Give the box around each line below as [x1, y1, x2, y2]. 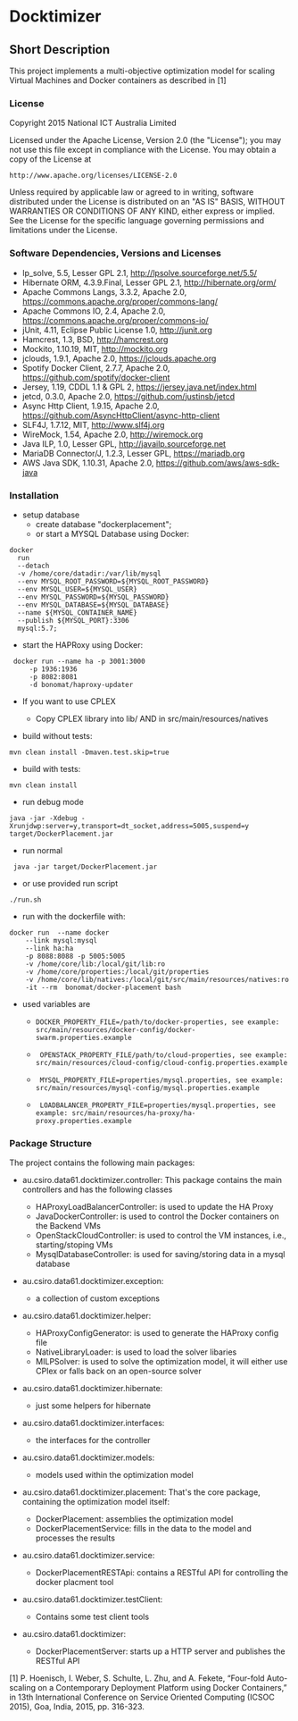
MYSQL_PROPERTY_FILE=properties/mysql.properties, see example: [39, 1075, 284, 1085]
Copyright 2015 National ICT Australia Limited [9, 118, 177, 129]
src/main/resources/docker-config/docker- [35, 1025, 196, 1034]
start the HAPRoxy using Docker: [21, 639, 144, 650]
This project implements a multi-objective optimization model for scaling [9, 65, 275, 76]
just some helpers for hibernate [35, 1400, 152, 1411]
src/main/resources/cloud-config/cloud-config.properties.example [35, 1058, 288, 1067]
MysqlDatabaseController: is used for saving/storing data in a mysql [35, 1249, 286, 1260]
